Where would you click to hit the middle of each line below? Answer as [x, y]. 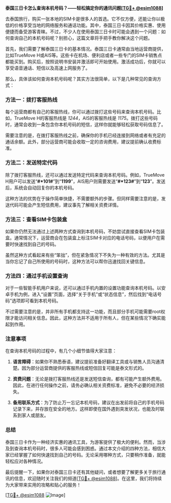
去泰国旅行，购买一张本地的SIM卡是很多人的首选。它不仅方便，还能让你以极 [85, 19]
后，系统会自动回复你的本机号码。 [41, 187]
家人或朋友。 [35, 415]
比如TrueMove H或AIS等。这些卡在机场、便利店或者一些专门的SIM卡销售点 [84, 55]
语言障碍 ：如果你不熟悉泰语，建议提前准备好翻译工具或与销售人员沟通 [86, 362]
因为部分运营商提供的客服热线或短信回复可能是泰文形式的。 [84, 368]
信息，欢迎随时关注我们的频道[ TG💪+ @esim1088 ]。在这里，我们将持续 [88, 478]
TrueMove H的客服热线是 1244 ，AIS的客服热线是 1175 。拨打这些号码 [86, 118]
